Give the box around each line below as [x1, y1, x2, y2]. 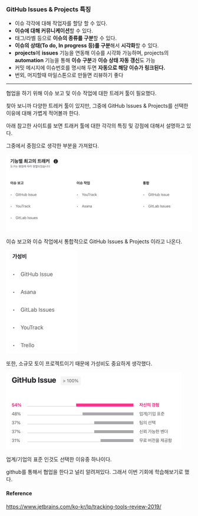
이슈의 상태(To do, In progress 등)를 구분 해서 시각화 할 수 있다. [14, 42, 159, 49]
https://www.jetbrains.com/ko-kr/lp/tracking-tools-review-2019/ [6, 503, 162, 510]
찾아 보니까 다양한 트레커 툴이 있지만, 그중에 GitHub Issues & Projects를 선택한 [6, 102, 189, 109]
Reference [6, 490, 32, 497]
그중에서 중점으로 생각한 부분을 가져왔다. [6, 142, 99, 149]
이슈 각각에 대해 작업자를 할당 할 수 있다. [14, 20, 108, 27]
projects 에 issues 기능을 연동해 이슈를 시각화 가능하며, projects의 [14, 49, 169, 57]
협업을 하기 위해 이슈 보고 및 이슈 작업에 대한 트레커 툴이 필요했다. [6, 90, 157, 97]
